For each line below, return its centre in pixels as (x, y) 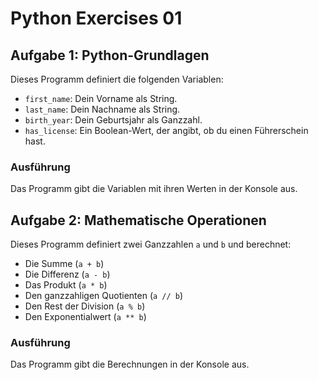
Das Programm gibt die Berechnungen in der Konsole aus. (130, 364)
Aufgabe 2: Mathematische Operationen (138, 220)
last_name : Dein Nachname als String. (102, 109)
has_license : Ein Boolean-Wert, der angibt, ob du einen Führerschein (166, 130)
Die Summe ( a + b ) (64, 264)
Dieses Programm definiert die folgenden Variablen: (117, 79)
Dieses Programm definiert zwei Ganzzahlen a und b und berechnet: (151, 244)
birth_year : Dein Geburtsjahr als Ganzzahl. (113, 120)
